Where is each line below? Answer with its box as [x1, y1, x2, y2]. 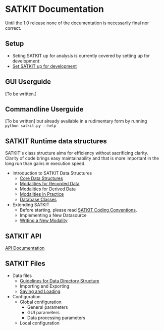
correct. [5, 25, 21, 31]
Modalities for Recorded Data [19, 181, 80, 187]
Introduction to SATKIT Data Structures [12, 170, 92, 176]
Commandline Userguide [5, 105, 84, 113]
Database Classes [19, 197, 57, 203]
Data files [12, 273, 32, 278]
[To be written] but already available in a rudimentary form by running [5, 118, 147, 124]
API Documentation [5, 245, 45, 251]
